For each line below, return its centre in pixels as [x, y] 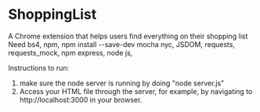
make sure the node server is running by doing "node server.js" [122, 83]
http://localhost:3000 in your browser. [81, 99]
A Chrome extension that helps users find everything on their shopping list [128, 36]
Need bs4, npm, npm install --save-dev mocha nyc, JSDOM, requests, [121, 44]
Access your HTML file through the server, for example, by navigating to [136, 91]
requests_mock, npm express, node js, [70, 52]
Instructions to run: [39, 67]
